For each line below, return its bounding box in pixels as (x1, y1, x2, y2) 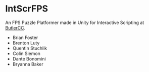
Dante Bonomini (12, 55, 46, 61)
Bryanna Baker (12, 61, 44, 67)
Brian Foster (12, 34, 38, 40)
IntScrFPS (5, 3, 48, 14)
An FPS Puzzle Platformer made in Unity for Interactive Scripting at (5, 19, 144, 25)
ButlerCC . (5, 24, 26, 30)
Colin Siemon (12, 50, 40, 56)
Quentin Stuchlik (12, 45, 47, 51)
